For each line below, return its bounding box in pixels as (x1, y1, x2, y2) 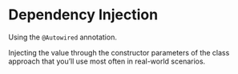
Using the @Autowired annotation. (8, 32, 118, 42)
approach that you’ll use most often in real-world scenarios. (8, 56, 206, 66)
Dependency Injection (8, 6, 159, 24)
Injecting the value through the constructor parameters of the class (8, 47, 230, 57)
